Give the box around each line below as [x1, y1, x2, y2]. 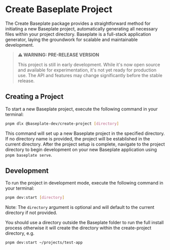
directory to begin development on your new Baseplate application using [5, 146, 157, 153]
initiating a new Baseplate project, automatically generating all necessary [5, 25, 158, 31]
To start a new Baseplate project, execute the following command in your [5, 105, 158, 112]
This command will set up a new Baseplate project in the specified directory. [5, 130, 165, 136]
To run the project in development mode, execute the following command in [5, 180, 163, 186]
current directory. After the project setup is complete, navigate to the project [5, 141, 165, 147]
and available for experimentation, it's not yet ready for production [17, 67, 157, 73]
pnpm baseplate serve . [5, 152, 52, 158]
